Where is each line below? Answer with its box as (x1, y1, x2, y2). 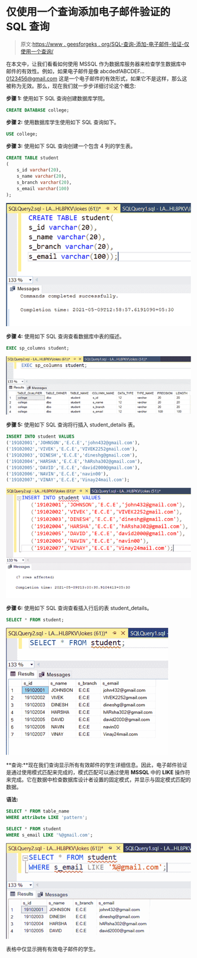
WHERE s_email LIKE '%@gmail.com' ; (6, 832, 93, 838)
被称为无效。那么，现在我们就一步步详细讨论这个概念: (6, 82, 137, 89)
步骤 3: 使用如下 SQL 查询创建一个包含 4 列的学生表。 (6, 142, 136, 150)
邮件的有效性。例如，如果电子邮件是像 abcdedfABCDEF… (6, 67, 145, 75)
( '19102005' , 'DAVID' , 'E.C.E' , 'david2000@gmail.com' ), (6, 465, 141, 470)
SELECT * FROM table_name (6, 808, 69, 814)
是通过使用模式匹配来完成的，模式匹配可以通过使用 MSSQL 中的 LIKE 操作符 (6, 769, 191, 776)
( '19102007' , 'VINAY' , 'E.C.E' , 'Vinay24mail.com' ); (6, 477, 130, 483)
